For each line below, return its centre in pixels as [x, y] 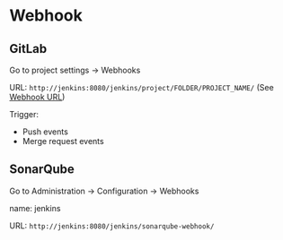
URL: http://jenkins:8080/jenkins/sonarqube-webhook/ [112, 226]
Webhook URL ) [37, 97]
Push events [45, 132]
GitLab [28, 49]
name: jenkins [35, 208]
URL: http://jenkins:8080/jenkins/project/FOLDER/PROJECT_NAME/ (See [141, 87]
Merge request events [63, 141]
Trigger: [24, 114]
